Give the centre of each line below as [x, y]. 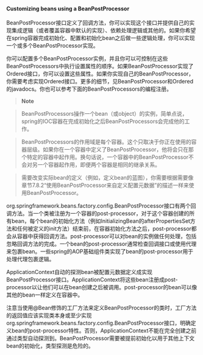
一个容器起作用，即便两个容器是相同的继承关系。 [99, 165]
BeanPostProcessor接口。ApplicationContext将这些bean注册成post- [92, 279]
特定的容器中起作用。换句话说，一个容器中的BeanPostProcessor [108, 157]
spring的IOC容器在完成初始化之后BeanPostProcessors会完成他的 [103, 121]
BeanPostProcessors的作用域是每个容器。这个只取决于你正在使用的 [106, 142]
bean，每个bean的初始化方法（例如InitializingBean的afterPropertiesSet [101, 221]
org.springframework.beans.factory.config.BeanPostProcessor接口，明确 [98, 323]
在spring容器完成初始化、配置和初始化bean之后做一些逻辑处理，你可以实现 [101, 38]
